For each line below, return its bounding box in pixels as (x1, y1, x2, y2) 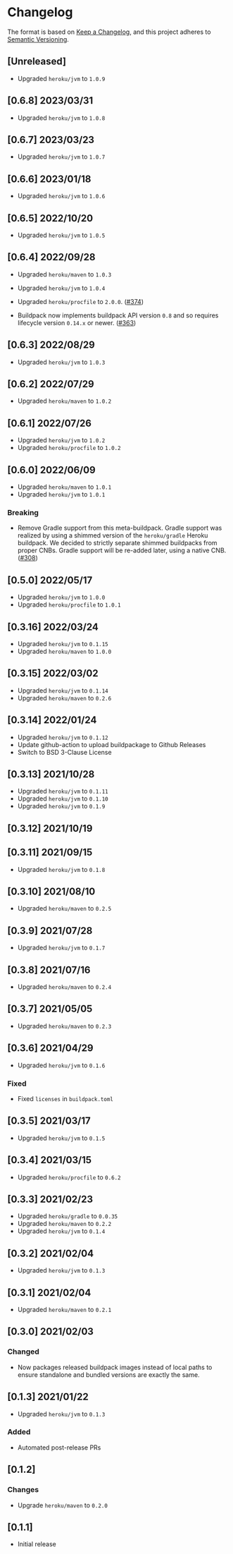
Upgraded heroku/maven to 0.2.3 (17, 1021, 112, 1030)
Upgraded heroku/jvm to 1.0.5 (17, 231, 106, 239)
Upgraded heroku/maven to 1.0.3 (17, 269, 112, 279)
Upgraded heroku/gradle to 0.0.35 (17, 1212, 118, 1220)
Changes (7, 1485, 39, 1495)
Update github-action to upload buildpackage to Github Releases (17, 740, 206, 748)
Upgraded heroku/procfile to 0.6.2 (17, 1172, 121, 1182)
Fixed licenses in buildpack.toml (17, 1094, 114, 1103)
